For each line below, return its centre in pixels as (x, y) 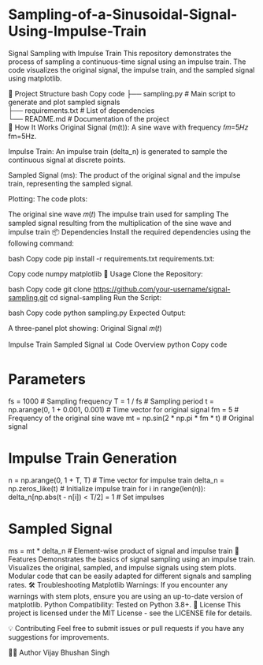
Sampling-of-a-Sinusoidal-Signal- (123, 15)
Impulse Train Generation (93, 458)
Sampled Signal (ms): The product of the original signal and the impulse (124, 175)
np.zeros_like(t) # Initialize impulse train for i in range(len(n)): (107, 488)
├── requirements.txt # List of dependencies (81, 110)
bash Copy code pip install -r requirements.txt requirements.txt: (111, 258)
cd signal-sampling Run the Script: (106, 297)
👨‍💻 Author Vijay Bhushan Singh (59, 652)
